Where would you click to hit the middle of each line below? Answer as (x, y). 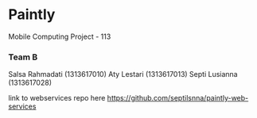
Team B (23, 57)
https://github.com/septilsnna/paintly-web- (178, 98)
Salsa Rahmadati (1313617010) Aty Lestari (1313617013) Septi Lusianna (123, 74)
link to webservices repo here (57, 98)
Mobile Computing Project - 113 (60, 36)
